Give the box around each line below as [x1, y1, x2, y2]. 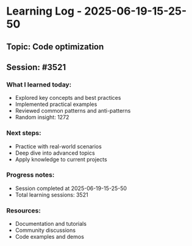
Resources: [6, 206, 41, 214]
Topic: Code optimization [6, 41, 104, 52]
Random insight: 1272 [15, 114, 69, 121]
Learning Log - [6, 4, 82, 18]
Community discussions [15, 227, 76, 234]
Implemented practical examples [15, 100, 98, 108]
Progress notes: [6, 170, 55, 179]
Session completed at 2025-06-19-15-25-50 [15, 184, 127, 192]
